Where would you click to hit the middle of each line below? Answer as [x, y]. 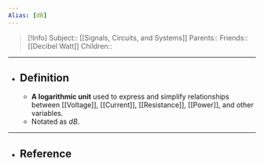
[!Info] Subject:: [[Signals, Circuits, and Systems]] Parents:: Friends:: [137, 38]
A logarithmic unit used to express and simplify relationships [130, 97]
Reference [46, 153]
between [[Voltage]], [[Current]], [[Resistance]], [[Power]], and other [142, 105]
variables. [47, 114]
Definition [44, 78]
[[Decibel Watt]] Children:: [70, 46]
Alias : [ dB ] [27, 15]
